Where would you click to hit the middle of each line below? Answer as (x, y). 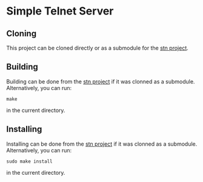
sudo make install (29, 161)
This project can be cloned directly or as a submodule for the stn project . (98, 48)
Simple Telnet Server (60, 11)
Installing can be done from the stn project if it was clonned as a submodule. (102, 144)
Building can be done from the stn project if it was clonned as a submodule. (101, 81)
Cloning (22, 34)
